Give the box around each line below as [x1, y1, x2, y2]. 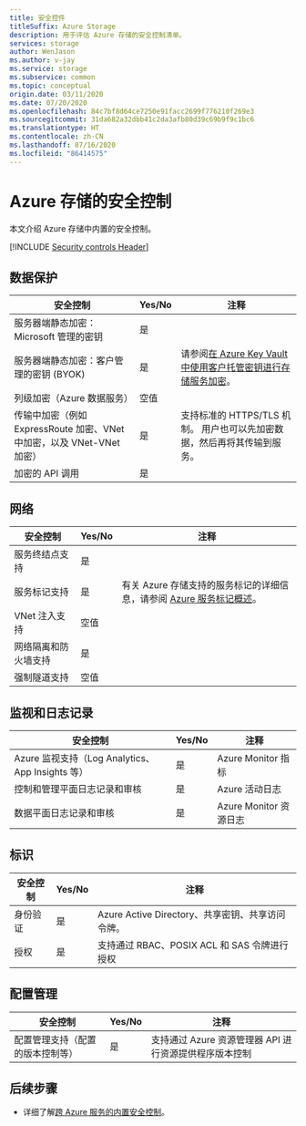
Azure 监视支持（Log [14, 752, 105, 764]
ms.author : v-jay [9, 56, 76, 65]
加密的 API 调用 [14, 467, 80, 480]
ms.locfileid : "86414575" [9, 149, 107, 158]
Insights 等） [33, 766, 89, 778]
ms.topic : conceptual [9, 81, 92, 90]
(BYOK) [53, 368, 86, 381]
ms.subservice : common [9, 73, 96, 82]
